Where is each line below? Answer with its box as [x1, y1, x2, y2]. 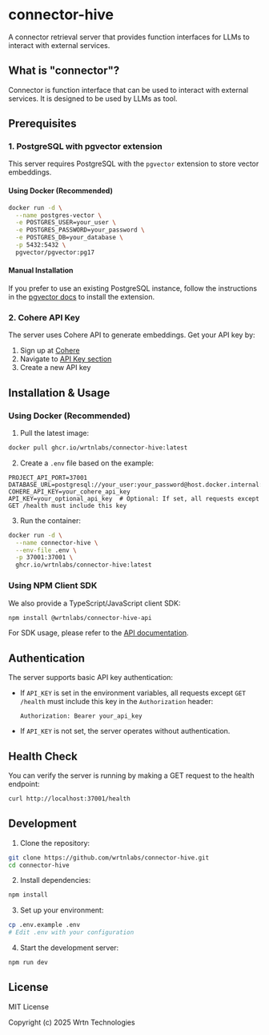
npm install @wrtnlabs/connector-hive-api [8, 614, 152, 622]
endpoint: [8, 779, 40, 788]
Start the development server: [19, 943, 119, 952]
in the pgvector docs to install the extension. [8, 292, 155, 301]
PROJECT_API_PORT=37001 [8, 473, 88, 481]
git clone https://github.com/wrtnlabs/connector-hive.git [8, 853, 210, 862]
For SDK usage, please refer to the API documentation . [8, 628, 190, 638]
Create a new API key [19, 363, 91, 373]
